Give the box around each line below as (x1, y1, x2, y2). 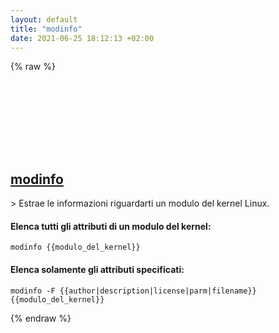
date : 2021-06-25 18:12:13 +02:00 (10, 33, 155, 43)
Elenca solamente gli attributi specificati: (10, 263, 185, 275)
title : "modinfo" (10, 24, 83, 34)
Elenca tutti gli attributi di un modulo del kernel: (10, 220, 212, 232)
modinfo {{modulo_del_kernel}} (10, 242, 141, 253)
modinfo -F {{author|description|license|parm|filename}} (10, 286, 257, 296)
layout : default (10, 14, 78, 25)
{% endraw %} (10, 312, 72, 324)
